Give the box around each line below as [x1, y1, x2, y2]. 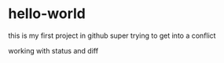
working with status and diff [8, 46, 99, 55]
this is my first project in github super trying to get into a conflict [8, 31, 216, 40]
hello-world [8, 5, 86, 23]
